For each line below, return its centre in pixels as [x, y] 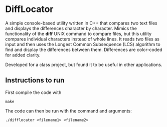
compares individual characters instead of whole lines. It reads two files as [82, 39]
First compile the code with [33, 92]
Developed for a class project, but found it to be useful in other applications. [84, 64]
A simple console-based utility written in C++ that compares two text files [81, 23]
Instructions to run [35, 80]
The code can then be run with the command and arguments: [68, 110]
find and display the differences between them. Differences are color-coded [84, 49]
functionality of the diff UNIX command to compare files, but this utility [78, 33]
